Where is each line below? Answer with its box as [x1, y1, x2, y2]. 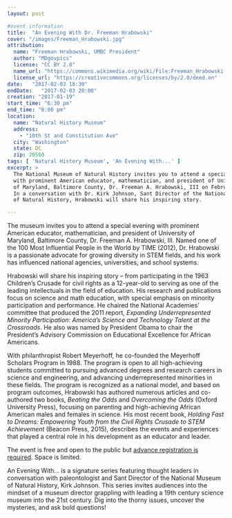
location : [7, 113, 36, 120]
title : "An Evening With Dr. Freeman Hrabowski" [7, 29, 153, 36]
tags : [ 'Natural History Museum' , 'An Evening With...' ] [7, 158, 181, 165]
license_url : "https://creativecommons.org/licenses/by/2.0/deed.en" [13, 74, 217, 81]
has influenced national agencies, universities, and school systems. [7, 258, 199, 267]
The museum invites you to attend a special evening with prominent [7, 222, 200, 230]
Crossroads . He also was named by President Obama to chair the [7, 323, 193, 332]
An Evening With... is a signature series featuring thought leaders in [7, 467, 199, 475]
